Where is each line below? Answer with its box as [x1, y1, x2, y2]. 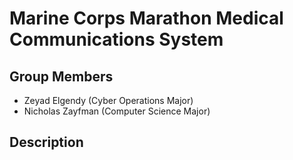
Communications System [9, 28, 224, 51]
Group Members [9, 68, 114, 85]
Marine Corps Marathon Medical [9, 7, 284, 30]
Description [9, 134, 84, 151]
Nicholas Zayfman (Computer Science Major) [23, 105, 211, 117]
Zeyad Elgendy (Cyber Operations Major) [23, 95, 194, 106]
